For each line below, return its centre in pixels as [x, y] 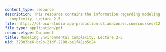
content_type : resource [30, 10]
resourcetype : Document [30, 33]
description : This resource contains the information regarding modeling [83, 14]
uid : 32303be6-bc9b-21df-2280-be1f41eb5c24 [51, 42]
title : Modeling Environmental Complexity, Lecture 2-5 [64, 38]
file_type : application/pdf [34, 28]
